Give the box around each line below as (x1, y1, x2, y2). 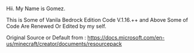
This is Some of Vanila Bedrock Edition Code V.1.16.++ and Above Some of (6, 16, 188, 23)
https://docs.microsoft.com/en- (87, 34, 165, 41)
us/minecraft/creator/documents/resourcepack (6, 41, 122, 47)
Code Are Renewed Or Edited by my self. (6, 23, 106, 29)
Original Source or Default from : (6, 34, 87, 41)
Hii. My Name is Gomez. (6, 5, 66, 12)
